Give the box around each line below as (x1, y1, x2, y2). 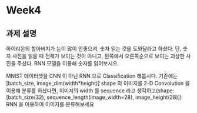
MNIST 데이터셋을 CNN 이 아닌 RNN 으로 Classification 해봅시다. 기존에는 (6, 72, 178, 79)
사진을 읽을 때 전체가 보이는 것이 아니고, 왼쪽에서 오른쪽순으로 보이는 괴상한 (12, 52, 185, 59)
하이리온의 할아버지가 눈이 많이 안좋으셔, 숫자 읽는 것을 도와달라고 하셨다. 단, (6, 45, 182, 52)
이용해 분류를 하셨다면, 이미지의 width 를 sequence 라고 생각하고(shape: (6, 87, 175, 94)
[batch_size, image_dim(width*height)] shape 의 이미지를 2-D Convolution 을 (6, 80, 190, 87)
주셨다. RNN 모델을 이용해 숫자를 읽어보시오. (16, 60, 119, 67)
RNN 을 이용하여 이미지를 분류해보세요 (6, 101, 95, 108)
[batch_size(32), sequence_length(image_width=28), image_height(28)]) (6, 94, 182, 101)
